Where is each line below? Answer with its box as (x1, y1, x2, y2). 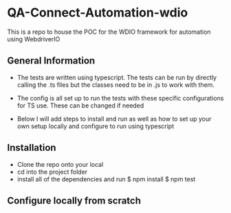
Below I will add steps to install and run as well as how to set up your (16, 114, 212, 123)
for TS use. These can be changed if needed (16, 101, 144, 110)
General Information (7, 55, 96, 67)
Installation (7, 142, 56, 154)
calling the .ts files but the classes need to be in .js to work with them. (16, 81, 215, 89)
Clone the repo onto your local (16, 160, 104, 168)
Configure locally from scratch (7, 194, 142, 206)
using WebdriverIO (7, 34, 60, 43)
